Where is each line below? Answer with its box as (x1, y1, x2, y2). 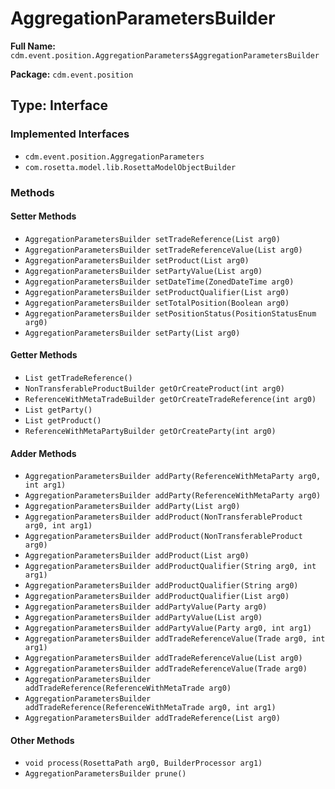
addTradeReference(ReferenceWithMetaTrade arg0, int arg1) (24, 703, 277, 713)
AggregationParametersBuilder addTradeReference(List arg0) (24, 713, 281, 724)
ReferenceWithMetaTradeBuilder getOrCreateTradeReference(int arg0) (24, 394, 317, 404)
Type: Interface (10, 97, 109, 114)
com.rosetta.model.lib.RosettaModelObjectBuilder (24, 162, 237, 172)
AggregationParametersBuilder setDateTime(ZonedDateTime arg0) (24, 277, 295, 287)
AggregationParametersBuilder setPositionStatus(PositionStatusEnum (24, 308, 317, 319)
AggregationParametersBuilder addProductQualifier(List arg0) (24, 592, 290, 602)
